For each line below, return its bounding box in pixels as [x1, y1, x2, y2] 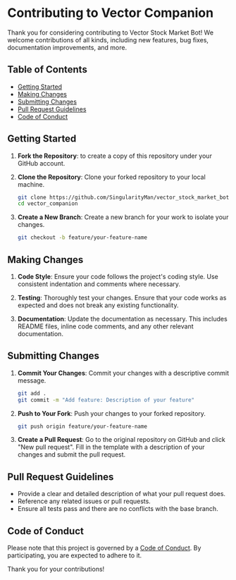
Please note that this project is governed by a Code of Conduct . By [7, 544, 201, 553]
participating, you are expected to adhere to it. [7, 551, 142, 560]
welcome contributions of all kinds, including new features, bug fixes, [7, 35, 209, 44]
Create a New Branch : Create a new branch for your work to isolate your [17, 213, 229, 221]
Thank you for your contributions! [7, 565, 105, 574]
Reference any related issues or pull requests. [17, 497, 151, 505]
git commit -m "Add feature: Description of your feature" [17, 396, 195, 403]
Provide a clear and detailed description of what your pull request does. [17, 490, 226, 498]
